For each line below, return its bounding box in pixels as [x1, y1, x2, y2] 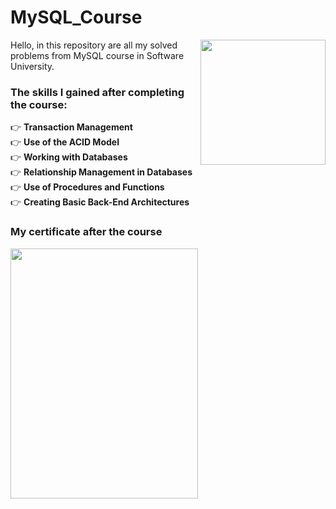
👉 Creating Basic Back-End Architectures [10, 196, 190, 208]
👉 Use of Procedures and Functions [10, 181, 165, 193]
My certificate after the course [10, 225, 163, 239]
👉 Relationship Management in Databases [10, 166, 193, 178]
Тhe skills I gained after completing [10, 85, 185, 99]
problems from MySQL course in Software [10, 49, 185, 61]
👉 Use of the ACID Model [10, 136, 120, 148]
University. [10, 60, 55, 72]
